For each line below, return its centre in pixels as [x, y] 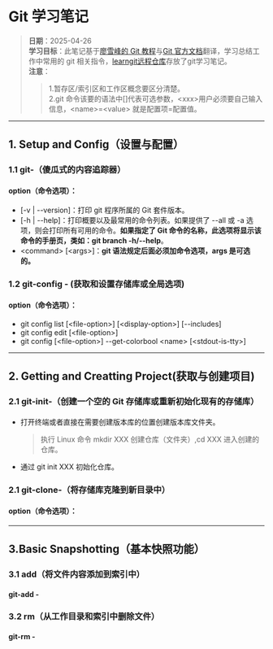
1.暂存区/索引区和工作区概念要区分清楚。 [117, 88]
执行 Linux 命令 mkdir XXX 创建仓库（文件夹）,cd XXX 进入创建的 [150, 439]
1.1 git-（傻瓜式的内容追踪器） [67, 170]
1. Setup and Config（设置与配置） [96, 144]
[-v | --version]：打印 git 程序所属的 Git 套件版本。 [104, 210]
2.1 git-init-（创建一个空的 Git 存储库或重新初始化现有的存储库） [134, 401]
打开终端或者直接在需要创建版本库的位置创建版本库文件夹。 [120, 422]
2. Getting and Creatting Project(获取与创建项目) [132, 376]
